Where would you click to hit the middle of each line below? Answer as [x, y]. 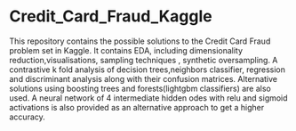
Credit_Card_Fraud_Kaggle [111, 16]
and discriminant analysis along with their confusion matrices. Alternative [144, 78]
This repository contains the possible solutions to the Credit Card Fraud [140, 41]
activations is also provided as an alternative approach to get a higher [137, 107]
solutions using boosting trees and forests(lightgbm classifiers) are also [140, 88]
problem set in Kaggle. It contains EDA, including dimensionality [126, 50]
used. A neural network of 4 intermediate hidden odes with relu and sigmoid [148, 98]
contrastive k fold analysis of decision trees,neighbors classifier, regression [148, 70]
